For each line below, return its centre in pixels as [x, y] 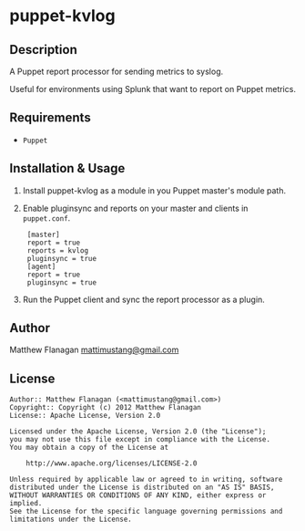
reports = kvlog [58, 250]
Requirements [50, 118]
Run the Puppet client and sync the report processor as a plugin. [144, 299]
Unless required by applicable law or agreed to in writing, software [146, 480]
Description [43, 50]
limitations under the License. [71, 520]
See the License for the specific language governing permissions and [146, 512]
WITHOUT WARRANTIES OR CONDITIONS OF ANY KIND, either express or [138, 495]
